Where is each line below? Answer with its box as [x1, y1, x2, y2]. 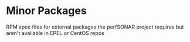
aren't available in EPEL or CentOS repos [6, 29, 104, 36]
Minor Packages [6, 4, 87, 17]
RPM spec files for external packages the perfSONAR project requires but [6, 23, 184, 30]
